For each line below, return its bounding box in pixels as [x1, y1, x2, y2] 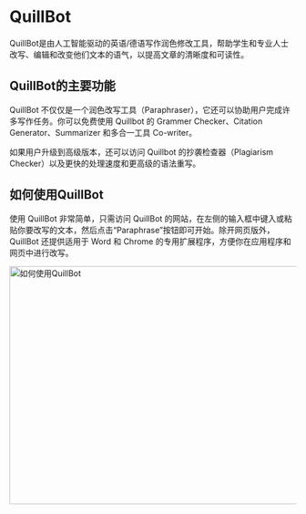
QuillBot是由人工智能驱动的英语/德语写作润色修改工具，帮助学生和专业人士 [9, 37, 290, 48]
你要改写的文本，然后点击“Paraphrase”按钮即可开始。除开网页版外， [16, 224, 275, 235]
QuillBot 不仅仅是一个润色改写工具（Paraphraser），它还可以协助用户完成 [9, 104, 282, 115]
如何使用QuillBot [9, 187, 104, 202]
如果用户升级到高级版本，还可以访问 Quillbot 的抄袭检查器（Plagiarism [9, 146, 274, 157]
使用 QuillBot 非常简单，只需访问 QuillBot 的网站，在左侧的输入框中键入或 [9, 212, 285, 224]
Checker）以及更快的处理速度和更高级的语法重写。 [9, 158, 201, 169]
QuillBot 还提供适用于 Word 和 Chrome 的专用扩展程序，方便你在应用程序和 [9, 235, 291, 247]
